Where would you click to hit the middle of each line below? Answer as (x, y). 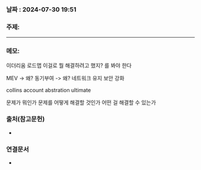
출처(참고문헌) (25, 119)
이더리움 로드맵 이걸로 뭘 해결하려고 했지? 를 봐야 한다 (69, 65)
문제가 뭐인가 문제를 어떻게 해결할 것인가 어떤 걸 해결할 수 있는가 (81, 102)
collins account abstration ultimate (49, 90)
